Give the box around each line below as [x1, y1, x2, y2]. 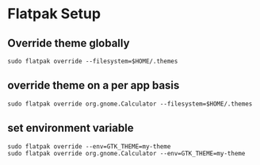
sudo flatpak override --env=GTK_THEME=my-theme [7, 142, 171, 151]
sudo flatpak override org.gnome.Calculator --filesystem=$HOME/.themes [7, 100, 253, 108]
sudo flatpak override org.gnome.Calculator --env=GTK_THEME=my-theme [7, 149, 246, 157]
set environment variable [7, 121, 134, 135]
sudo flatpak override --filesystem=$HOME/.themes [7, 57, 178, 65]
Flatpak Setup [7, 5, 101, 23]
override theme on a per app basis [7, 79, 180, 92]
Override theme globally [7, 36, 130, 50]
